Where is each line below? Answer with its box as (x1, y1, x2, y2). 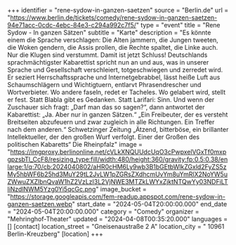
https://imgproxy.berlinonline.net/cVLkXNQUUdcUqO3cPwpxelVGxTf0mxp (10, 147, 227, 156)
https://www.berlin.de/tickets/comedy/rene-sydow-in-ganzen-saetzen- (10, 13, 218, 22)
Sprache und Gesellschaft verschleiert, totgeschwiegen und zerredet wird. (7, 66, 223, 74)
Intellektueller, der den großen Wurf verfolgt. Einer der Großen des (7, 133, 200, 141)
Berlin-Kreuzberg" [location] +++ (7, 230, 104, 238)
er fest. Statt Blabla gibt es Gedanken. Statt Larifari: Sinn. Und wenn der (7, 95, 215, 104)
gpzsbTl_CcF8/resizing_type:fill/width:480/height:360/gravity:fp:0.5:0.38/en (7, 155, 228, 164)
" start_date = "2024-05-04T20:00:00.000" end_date (72, 200, 228, 208)
